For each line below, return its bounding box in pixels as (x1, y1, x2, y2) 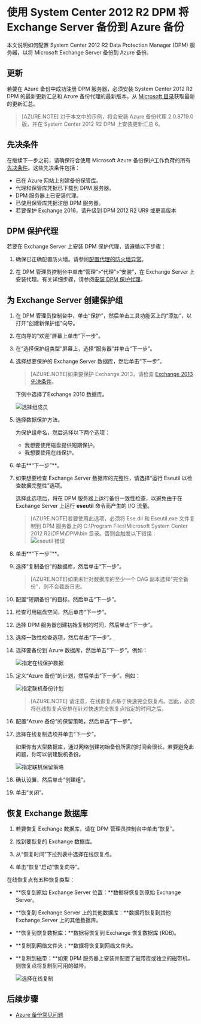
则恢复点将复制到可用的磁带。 (15, 962, 89, 969)
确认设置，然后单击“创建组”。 (15, 776, 89, 783)
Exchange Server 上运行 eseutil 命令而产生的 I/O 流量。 (15, 502, 153, 510)
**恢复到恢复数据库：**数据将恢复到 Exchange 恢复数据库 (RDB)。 (15, 929, 180, 936)
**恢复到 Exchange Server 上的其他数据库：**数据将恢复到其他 (15, 909, 171, 916)
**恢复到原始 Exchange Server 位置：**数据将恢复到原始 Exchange (15, 889, 181, 896)
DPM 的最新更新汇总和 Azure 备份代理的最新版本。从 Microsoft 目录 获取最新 (7, 92, 195, 99)
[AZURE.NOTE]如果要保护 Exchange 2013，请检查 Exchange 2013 (30, 371, 193, 378)
